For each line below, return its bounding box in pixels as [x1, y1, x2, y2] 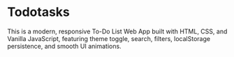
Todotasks [7, 4, 70, 20]
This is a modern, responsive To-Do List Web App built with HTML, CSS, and [7, 27, 228, 35]
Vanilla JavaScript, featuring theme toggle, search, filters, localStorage [7, 34, 211, 42]
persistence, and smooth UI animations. [7, 42, 122, 50]
